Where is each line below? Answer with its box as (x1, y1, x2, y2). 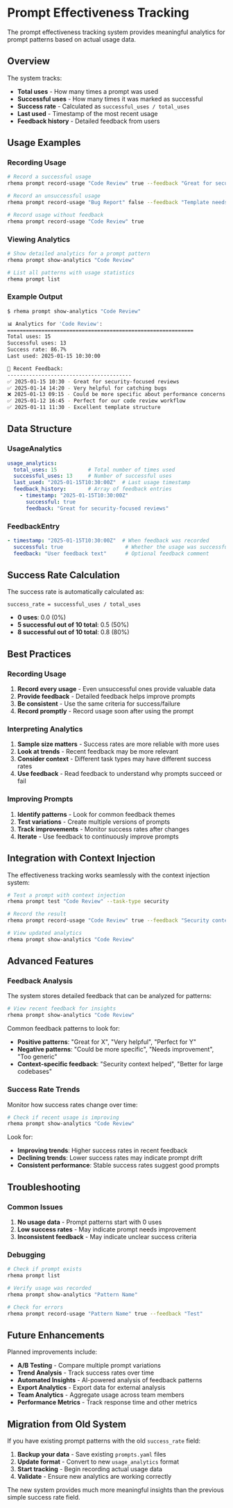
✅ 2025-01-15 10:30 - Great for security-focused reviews (7, 378, 180, 385)
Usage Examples (7, 137, 81, 149)
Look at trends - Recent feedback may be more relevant (17, 747, 179, 756)
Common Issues (7, 1202, 64, 1211)
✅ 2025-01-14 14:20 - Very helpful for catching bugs (7, 384, 168, 392)
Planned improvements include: (7, 1348, 98, 1356)
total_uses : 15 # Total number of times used (13, 466, 175, 473)
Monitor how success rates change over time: (7, 1100, 138, 1109)
